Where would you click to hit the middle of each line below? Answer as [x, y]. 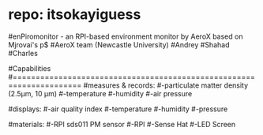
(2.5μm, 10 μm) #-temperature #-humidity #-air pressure [100, 93]
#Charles [23, 53]
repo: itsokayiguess [75, 15]
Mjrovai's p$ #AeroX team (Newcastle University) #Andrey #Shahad [119, 44]
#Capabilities [30, 68]
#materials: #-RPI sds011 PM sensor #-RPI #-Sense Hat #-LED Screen [122, 124]
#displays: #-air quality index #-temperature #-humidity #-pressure [118, 109]
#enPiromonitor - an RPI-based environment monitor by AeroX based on [126, 36]
